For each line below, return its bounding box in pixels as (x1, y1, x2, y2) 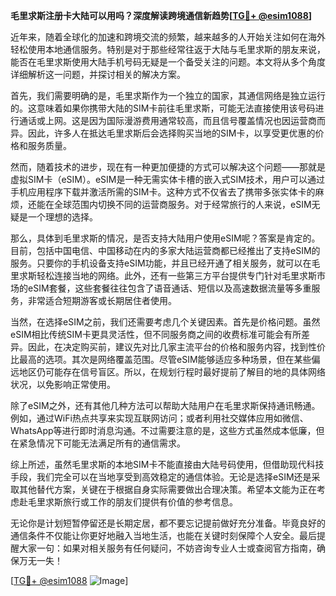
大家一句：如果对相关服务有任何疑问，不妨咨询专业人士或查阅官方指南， (18, 542, 317, 554)
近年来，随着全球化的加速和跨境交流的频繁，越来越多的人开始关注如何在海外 (10, 31, 326, 43)
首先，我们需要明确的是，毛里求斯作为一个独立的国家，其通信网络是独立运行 (10, 90, 326, 101)
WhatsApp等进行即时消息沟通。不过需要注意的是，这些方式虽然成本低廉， (10, 425, 317, 436)
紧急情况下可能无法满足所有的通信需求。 (18, 437, 186, 449)
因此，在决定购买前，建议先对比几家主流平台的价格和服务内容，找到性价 (27, 341, 326, 353)
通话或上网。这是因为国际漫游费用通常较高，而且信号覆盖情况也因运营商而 (18, 115, 326, 126)
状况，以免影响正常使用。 (10, 379, 116, 390)
